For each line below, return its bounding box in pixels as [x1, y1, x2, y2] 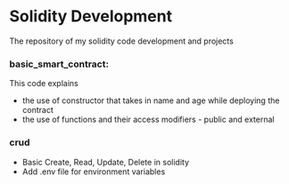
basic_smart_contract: [9, 58, 110, 70]
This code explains [9, 78, 78, 89]
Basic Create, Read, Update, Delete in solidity [21, 156, 190, 167]
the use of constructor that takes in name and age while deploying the [21, 95, 280, 106]
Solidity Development [9, 6, 172, 27]
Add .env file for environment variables [21, 166, 166, 177]
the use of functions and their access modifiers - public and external [21, 114, 275, 125]
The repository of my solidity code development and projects [9, 36, 234, 46]
